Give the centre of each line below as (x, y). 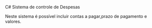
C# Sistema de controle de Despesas (43, 7)
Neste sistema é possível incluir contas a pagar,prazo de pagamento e (76, 16)
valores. (13, 21)
